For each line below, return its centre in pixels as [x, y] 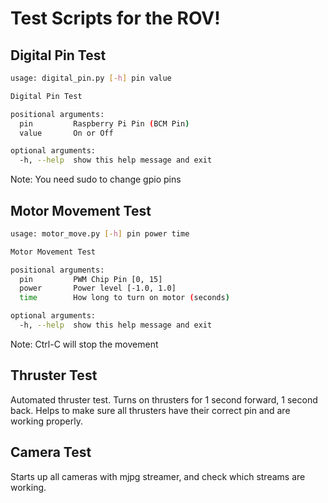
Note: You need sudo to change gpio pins [96, 179]
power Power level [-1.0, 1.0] [98, 288]
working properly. [46, 421]
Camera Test [51, 452]
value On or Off [66, 133]
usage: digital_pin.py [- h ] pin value [91, 78]
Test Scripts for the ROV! [115, 18]
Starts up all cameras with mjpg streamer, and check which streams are [158, 476]
